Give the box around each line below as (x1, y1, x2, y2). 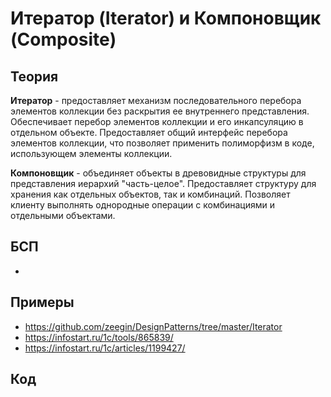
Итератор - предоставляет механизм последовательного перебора (10, 95, 302, 106)
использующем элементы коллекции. (10, 148, 173, 159)
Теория (10, 68, 59, 85)
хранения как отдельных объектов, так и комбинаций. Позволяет (10, 188, 291, 200)
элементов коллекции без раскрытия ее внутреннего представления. (10, 105, 310, 117)
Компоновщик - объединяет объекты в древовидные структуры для (10, 167, 307, 179)
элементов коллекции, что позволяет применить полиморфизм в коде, (10, 137, 315, 149)
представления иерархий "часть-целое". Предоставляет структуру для (10, 178, 317, 189)
